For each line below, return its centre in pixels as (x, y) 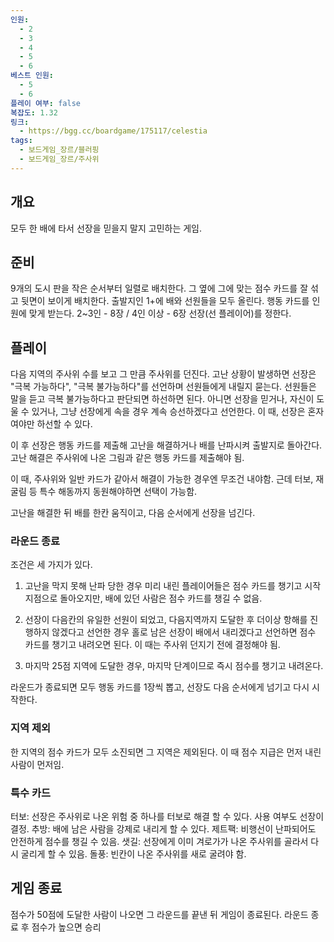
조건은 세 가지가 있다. (51, 565)
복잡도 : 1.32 (34, 112)
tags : (21, 141)
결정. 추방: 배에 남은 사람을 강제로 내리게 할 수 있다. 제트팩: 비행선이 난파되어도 (163, 829)
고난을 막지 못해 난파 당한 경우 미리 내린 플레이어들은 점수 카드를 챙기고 (163, 586)
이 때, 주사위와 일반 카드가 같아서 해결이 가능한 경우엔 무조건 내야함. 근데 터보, (162, 479)
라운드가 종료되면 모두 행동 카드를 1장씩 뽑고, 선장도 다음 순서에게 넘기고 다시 (160, 687)
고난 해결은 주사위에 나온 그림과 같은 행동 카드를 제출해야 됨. (127, 458)
